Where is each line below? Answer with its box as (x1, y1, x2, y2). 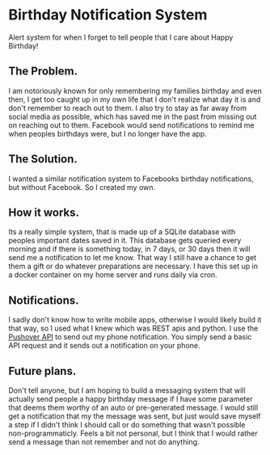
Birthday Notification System (8, 6, 208, 24)
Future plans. (8, 364, 77, 377)
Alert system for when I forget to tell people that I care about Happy (8, 32, 234, 42)
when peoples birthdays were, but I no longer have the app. (8, 128, 208, 138)
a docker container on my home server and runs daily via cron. (8, 270, 217, 280)
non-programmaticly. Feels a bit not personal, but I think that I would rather (8, 428, 258, 438)
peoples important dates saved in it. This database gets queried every (8, 236, 242, 246)
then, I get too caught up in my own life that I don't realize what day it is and (8, 95, 261, 104)
